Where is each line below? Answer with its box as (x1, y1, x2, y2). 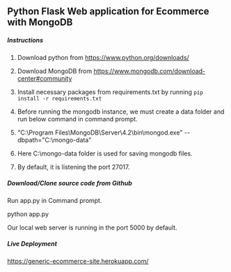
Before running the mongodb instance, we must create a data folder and (17, 107, 225, 116)
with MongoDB (7, 17, 73, 29)
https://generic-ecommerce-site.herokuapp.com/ (7, 257, 149, 266)
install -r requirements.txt (17, 96, 102, 103)
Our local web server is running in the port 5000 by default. (7, 223, 177, 232)
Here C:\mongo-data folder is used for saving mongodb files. (17, 149, 193, 158)
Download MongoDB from (17, 67, 93, 75)
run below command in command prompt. (17, 115, 138, 123)
